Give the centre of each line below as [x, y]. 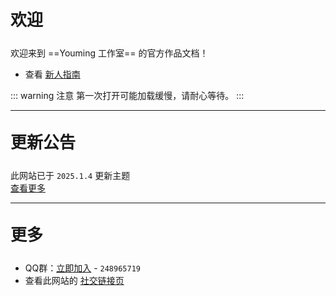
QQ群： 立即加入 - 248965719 [82, 268]
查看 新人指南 [52, 74]
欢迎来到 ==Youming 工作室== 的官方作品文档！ [109, 53]
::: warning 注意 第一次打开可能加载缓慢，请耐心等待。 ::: [127, 95]
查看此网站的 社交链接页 [74, 280]
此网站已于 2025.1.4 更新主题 [70, 175]
